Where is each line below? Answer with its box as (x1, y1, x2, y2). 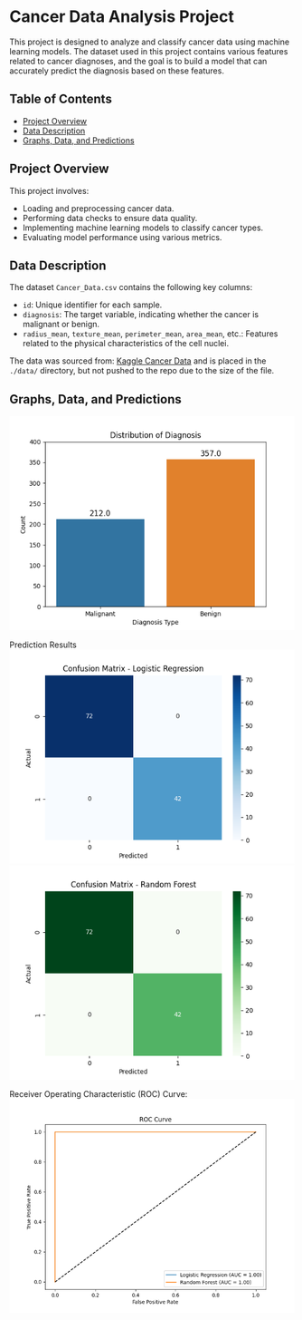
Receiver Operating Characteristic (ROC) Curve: (9, 1089, 188, 1100)
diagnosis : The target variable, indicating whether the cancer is (22, 309, 260, 320)
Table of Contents (9, 92, 113, 107)
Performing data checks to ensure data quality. (22, 212, 198, 223)
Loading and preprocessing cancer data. (22, 202, 175, 214)
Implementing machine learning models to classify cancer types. (22, 222, 264, 233)
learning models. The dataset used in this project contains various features (9, 45, 288, 56)
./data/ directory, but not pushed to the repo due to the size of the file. (9, 365, 275, 376)
